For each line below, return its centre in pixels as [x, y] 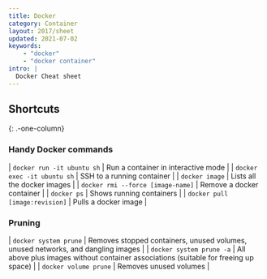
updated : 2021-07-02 [43, 39]
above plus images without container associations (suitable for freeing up [131, 258]
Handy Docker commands [61, 149]
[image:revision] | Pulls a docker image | [78, 202]
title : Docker [32, 16]
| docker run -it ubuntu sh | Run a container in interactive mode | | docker [133, 167]
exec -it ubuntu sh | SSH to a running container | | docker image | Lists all [132, 176]
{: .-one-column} [37, 129]
